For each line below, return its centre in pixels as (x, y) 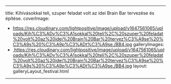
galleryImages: (149, 44)
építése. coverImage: (27, 18)
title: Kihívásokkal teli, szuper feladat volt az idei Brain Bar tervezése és (80, 13)
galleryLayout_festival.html (41, 71)
